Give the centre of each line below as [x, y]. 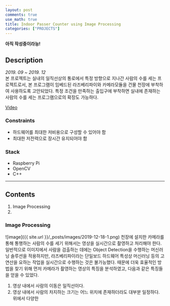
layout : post [19, 10]
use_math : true [21, 19]
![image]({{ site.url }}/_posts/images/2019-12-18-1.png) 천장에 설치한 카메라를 [85, 237]
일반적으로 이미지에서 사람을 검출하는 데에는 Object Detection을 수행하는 [78, 249]
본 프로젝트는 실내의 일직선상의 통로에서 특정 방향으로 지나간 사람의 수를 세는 [81, 78]
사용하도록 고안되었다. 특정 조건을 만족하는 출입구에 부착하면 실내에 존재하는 [86, 91]
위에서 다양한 [26, 298]
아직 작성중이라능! [23, 44]
